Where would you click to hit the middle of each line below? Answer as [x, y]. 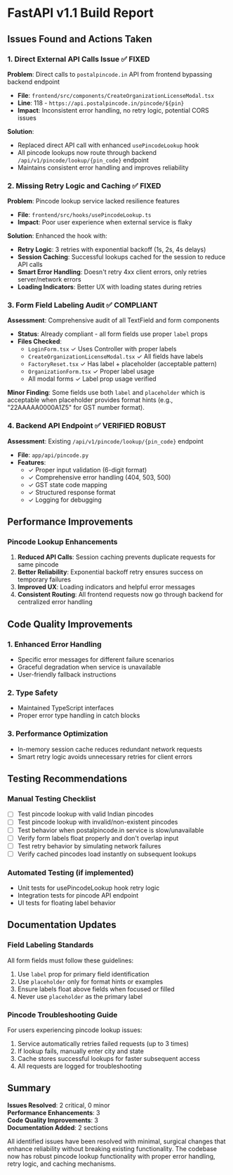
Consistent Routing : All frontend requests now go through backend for [120, 595]
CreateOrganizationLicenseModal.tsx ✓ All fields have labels [115, 356]
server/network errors [49, 279]
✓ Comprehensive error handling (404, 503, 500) [99, 477]
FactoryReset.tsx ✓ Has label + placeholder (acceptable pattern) [122, 364]
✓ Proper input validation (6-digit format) [87, 470]
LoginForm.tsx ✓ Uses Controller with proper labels [102, 349]
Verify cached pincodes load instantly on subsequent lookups [107, 854]
